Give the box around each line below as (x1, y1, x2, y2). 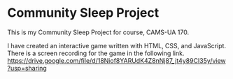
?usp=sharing (7, 64, 47, 72)
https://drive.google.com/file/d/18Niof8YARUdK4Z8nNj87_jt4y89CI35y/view (7, 56, 226, 64)
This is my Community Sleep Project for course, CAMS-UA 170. (7, 28, 190, 36)
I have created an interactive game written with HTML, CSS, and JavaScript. (7, 41, 226, 50)
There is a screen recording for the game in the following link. (7, 49, 185, 57)
